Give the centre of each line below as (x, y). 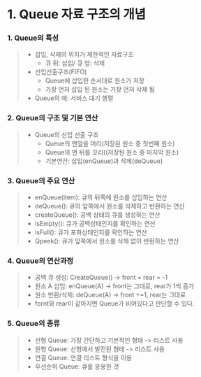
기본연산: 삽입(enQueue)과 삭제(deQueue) (104, 161)
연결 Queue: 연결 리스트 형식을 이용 (83, 357)
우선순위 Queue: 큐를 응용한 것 (77, 366)
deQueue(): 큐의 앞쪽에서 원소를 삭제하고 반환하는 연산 (110, 206)
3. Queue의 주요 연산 (41, 180)
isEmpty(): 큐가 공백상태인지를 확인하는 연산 (95, 224)
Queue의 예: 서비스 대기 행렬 (74, 98)
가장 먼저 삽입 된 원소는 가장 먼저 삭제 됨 (100, 90)
